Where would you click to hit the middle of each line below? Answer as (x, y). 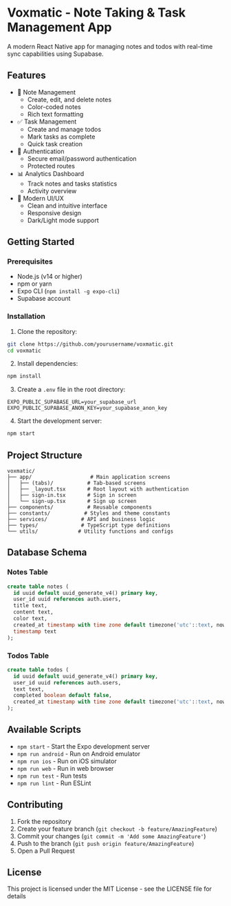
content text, (33, 612)
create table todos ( (38, 670)
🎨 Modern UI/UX (40, 198)
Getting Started (41, 242)
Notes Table (27, 572)
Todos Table (28, 656)
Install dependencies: (47, 364)
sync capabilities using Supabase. (56, 54)
